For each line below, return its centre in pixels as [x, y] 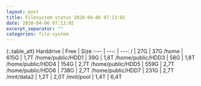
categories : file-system [37, 34]
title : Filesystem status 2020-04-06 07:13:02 [66, 17]
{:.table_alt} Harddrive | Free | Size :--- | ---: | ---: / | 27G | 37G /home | [95, 51]
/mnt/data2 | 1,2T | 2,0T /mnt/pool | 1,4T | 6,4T [64, 77]
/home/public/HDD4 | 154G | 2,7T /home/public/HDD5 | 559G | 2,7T [91, 64]
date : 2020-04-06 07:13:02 [40, 23]
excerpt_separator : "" [35, 29]
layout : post [23, 12]
